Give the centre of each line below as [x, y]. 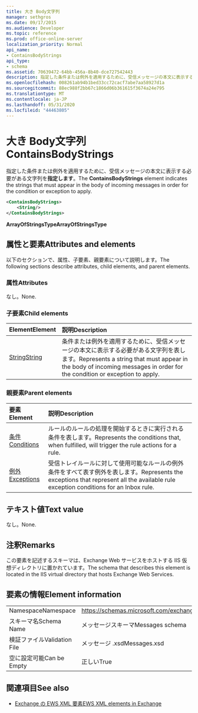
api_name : [18, 50]
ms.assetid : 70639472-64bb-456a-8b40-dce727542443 [70, 72]
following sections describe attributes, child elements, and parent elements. [98, 266]
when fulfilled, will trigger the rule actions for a [112, 445]
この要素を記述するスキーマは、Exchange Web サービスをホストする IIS [93, 560]
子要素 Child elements [37, 313]
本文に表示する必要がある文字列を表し [132, 350]
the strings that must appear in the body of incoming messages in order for [97, 185]
